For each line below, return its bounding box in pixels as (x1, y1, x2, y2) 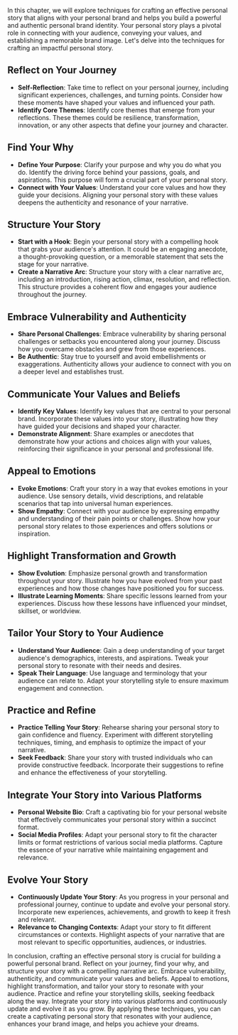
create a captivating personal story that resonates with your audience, (7, 1012, 213, 1020)
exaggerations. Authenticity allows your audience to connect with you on (17, 360, 232, 369)
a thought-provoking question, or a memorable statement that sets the (17, 252, 224, 261)
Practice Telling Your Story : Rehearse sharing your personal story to (17, 723, 220, 732)
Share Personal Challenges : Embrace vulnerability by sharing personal (17, 330, 227, 338)
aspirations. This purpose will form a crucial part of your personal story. (17, 175, 228, 184)
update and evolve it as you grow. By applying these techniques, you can (7, 1004, 222, 1013)
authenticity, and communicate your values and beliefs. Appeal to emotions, (7, 974, 229, 982)
